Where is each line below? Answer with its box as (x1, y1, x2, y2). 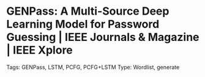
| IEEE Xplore (6, 43, 73, 57)
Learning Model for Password (6, 17, 160, 31)
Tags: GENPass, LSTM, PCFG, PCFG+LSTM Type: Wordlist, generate (6, 63, 180, 71)
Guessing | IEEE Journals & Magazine (6, 31, 200, 44)
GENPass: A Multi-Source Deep (6, 4, 170, 18)
